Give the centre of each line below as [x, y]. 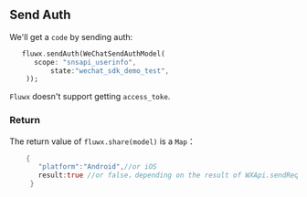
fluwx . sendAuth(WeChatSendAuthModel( [94, 54]
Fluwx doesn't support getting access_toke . [90, 97]
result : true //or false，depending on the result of [140, 176]
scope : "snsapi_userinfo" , [85, 62]
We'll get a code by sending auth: [71, 36]
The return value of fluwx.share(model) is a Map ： [102, 141]
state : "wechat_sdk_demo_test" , [110, 71]
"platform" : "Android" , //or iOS [97, 167]
